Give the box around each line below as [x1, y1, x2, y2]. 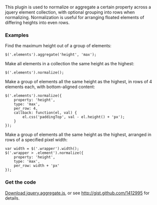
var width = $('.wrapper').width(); [5, 146, 79, 151]
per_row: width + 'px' [14, 163, 60, 168]
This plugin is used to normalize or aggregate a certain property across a [5, 4, 152, 10]
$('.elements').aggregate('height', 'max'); [5, 52, 97, 57]
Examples [5, 32, 29, 38]
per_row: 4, [14, 106, 38, 111]
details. [5, 195, 20, 201]
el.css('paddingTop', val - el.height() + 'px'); [22, 114, 125, 120]
